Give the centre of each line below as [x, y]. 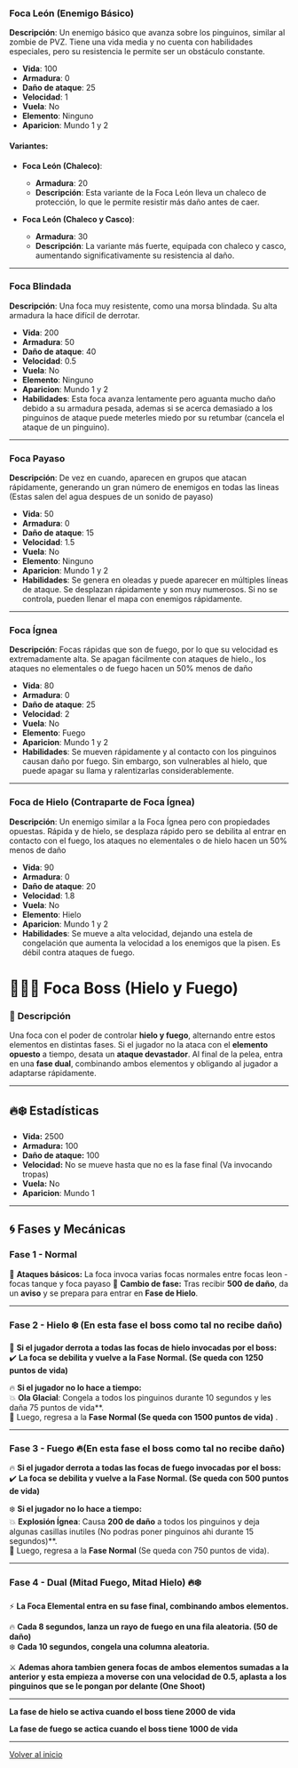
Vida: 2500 [43, 1136]
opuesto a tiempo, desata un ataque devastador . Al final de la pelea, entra [146, 1054]
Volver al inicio [36, 1754]
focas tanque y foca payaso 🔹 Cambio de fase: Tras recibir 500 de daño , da [149, 1283]
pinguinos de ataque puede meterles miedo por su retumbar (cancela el [153, 417]
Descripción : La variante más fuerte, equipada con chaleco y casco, [161, 245]
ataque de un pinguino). [66, 427]
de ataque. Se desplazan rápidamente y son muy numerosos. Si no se [149, 590]
